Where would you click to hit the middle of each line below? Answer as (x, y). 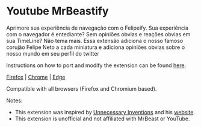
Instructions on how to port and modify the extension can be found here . (96, 65)
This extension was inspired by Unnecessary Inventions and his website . (105, 112)
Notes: (14, 100)
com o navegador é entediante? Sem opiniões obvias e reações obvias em (98, 34)
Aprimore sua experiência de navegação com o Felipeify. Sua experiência (97, 28)
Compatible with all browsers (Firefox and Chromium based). (82, 88)
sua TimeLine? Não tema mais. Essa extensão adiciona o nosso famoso (95, 41)
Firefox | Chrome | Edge (36, 77)
